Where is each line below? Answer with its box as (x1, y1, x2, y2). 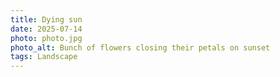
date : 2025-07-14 (10, 24, 83, 34)
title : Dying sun (10, 14, 83, 25)
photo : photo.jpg (10, 33, 83, 43)
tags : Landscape (10, 52, 78, 62)
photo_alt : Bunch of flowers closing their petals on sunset (10, 42, 271, 53)
